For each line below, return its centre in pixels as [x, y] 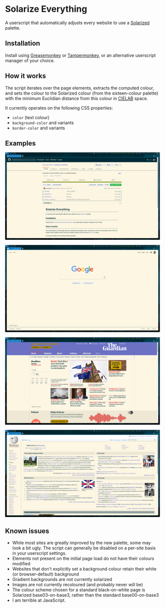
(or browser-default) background [46, 574]
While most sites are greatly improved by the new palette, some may [82, 543]
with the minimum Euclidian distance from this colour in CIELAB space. [77, 98]
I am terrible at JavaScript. [39, 600]
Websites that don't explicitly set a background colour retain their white [84, 569]
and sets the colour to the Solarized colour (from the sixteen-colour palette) [82, 93]
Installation [23, 44]
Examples [20, 143]
